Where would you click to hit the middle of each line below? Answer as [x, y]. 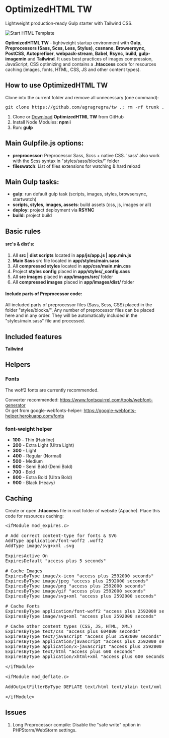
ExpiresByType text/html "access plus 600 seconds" [70, 651]
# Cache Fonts [23, 606]
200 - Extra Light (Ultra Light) [43, 445]
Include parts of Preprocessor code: [44, 294]
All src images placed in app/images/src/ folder [63, 277]
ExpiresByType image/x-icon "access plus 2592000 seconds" [80, 576]
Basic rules [23, 231]
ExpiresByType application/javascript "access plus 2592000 [81, 641]
